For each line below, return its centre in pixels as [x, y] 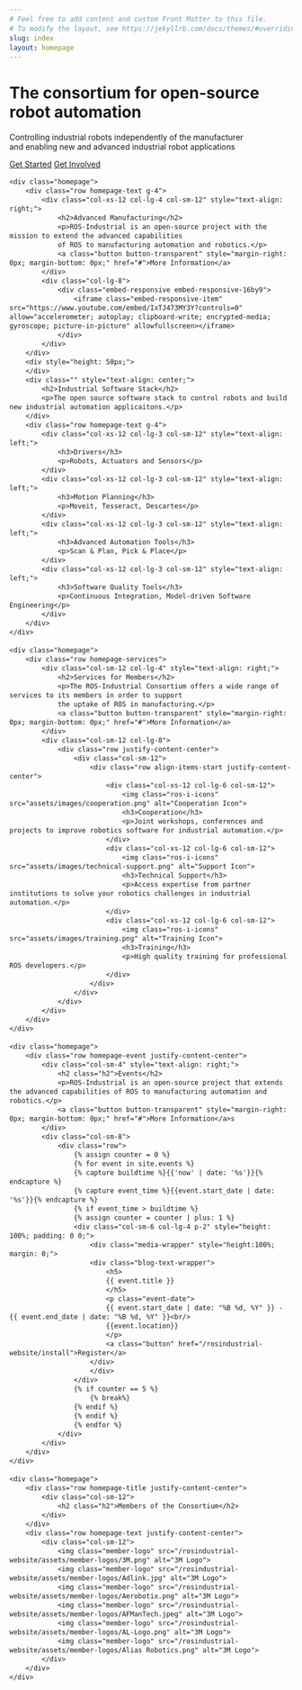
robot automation [75, 112]
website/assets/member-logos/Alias [76, 1650]
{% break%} [110, 1398]
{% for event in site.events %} [134, 1164]
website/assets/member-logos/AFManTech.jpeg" [96, 1614]
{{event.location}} [142, 1326]
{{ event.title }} [140, 1281]
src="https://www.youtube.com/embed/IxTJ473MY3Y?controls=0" [126, 308]
